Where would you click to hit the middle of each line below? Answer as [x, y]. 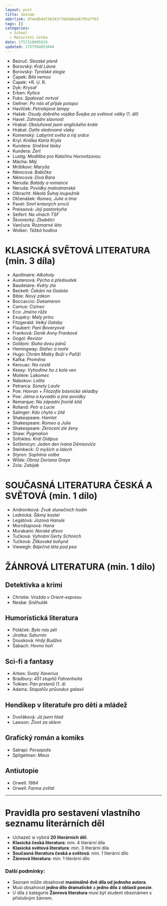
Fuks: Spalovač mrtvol [35, 98]
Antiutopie [22, 771]
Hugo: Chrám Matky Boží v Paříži [46, 354]
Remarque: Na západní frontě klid [47, 402]
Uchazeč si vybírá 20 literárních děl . [50, 837]
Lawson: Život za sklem [37, 722]
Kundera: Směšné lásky [37, 145]
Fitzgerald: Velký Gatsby [38, 322]
